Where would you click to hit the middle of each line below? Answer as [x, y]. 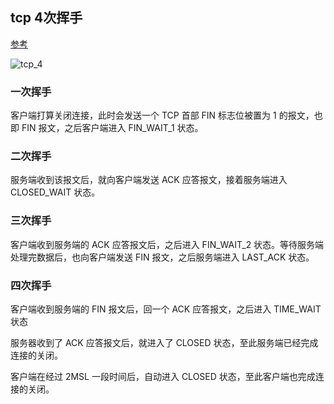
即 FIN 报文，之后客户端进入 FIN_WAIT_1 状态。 [107, 128]
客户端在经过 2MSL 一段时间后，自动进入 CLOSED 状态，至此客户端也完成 [163, 376]
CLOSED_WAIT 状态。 [55, 192]
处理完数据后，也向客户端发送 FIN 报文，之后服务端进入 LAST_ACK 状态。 [162, 257]
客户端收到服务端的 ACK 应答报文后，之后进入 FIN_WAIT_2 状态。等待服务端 [167, 244]
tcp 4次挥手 [46, 18]
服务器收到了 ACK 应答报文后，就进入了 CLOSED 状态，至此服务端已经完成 [164, 342]
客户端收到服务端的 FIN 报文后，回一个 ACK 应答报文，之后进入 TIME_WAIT [166, 309]
